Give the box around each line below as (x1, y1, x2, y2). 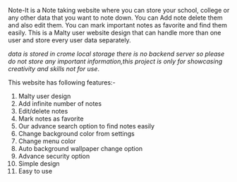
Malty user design (18, 92, 71, 100)
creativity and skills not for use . (8, 65, 100, 73)
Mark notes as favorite (18, 114, 84, 123)
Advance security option (18, 152, 90, 160)
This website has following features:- (8, 78, 116, 87)
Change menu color (18, 137, 76, 145)
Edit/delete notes (18, 107, 68, 115)
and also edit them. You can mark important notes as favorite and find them (8, 21, 228, 29)
